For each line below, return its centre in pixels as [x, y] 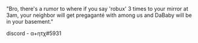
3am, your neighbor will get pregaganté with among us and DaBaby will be [99, 15]
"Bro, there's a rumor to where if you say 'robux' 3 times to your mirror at [97, 9]
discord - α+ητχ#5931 [34, 33]
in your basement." [30, 21]
